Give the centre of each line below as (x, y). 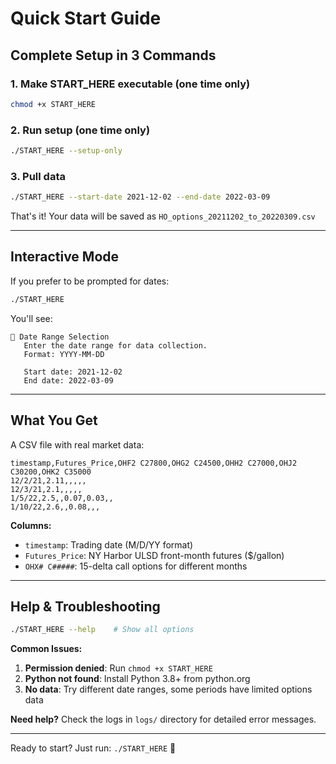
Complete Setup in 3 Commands (113, 55)
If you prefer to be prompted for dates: (90, 281)
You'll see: (31, 318)
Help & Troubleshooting (85, 606)
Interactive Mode (65, 257)
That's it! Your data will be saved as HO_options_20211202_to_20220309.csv (163, 216)
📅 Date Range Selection (60, 337)
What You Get (54, 420)
